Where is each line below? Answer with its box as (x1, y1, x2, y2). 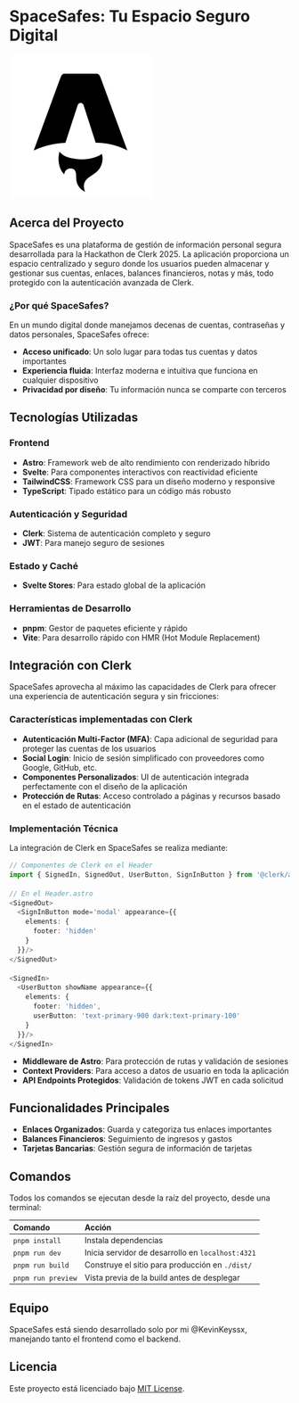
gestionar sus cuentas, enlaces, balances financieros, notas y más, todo (9, 268, 274, 278)
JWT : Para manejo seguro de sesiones (21, 538, 165, 549)
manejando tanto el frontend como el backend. (9, 1333, 181, 1344)
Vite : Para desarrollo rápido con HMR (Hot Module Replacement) (21, 631, 261, 643)
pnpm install (12, 1236, 61, 1245)
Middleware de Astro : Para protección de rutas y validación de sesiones (21, 1055, 289, 1067)
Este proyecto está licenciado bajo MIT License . (9, 1382, 185, 1393)
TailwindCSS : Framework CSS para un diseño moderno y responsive (21, 475, 276, 487)
